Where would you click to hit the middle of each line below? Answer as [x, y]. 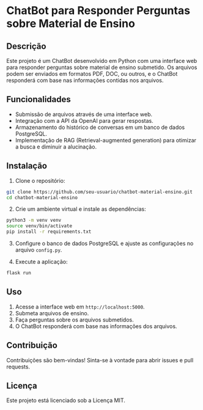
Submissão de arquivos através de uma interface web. [84, 114]
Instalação [27, 166]
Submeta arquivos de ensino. [52, 313]
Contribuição [32, 346]
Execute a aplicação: [41, 262]
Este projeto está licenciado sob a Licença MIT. [66, 400]
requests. [18, 367]
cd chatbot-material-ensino [42, 197]
